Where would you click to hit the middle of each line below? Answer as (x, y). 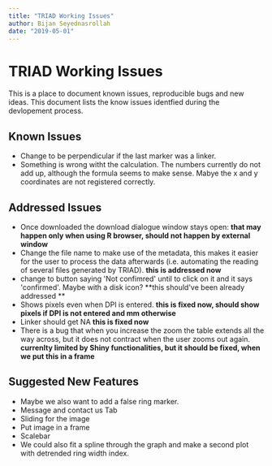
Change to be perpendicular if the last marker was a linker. (118, 156)
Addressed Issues (55, 207)
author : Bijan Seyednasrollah (60, 24)
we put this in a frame (57, 356)
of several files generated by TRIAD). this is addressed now (121, 270)
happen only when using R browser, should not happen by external (135, 235)
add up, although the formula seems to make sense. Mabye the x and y (139, 173)
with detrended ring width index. (75, 453)
